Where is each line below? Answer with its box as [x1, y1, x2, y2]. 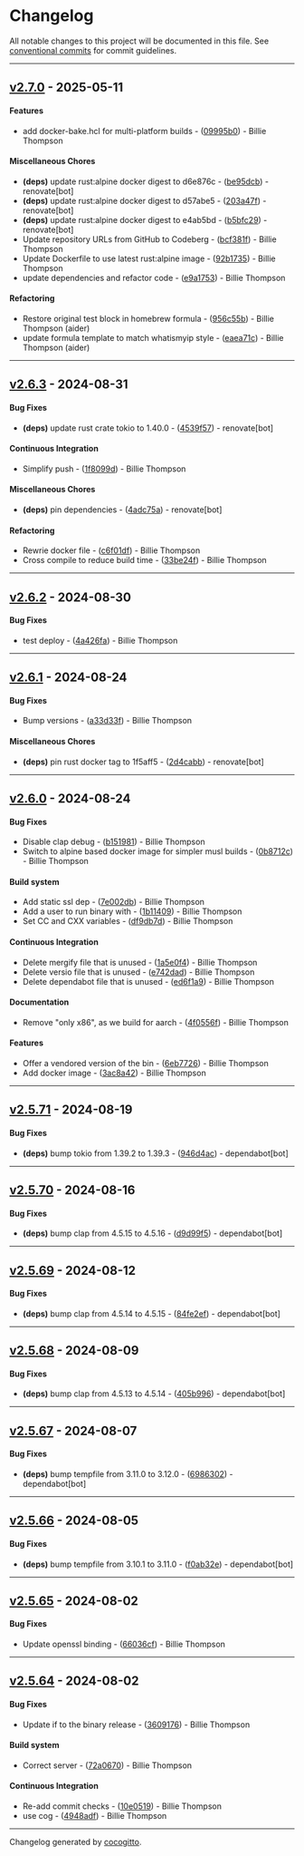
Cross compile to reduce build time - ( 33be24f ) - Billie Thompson [22, 555, 267, 566]
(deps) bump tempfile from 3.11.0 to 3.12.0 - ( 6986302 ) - [22, 1468, 233, 1479]
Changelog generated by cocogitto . [9, 1837, 142, 1848]
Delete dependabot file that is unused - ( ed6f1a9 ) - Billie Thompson [22, 976, 274, 986]
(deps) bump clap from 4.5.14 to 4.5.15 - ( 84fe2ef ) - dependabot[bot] [22, 1307, 280, 1319]
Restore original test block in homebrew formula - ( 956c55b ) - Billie [22, 313, 274, 324]
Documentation [9, 996, 70, 1007]
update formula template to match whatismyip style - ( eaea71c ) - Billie [22, 332, 284, 343]
